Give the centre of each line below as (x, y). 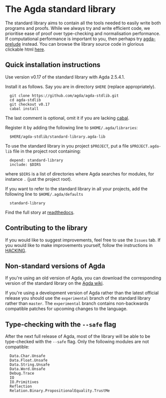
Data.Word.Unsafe (28, 369)
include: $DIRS (25, 164)
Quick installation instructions (53, 65)
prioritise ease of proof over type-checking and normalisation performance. (83, 33)
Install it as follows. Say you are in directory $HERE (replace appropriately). (80, 86)
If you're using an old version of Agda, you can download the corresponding (83, 278)
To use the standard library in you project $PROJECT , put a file (67, 146)
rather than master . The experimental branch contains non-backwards (77, 304)
